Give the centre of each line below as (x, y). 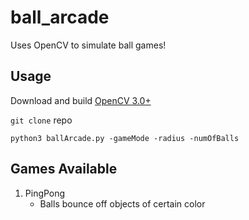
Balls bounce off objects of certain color (122, 203)
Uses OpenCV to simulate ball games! (88, 45)
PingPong (45, 193)
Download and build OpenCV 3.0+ (81, 100)
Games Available (64, 169)
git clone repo (41, 120)
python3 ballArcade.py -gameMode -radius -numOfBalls (125, 138)
